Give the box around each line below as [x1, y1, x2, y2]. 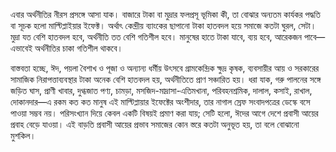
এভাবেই [10, 42, 33, 54]
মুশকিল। [10, 130, 37, 141]
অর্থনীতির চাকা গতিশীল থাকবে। [34, 42, 123, 54]
